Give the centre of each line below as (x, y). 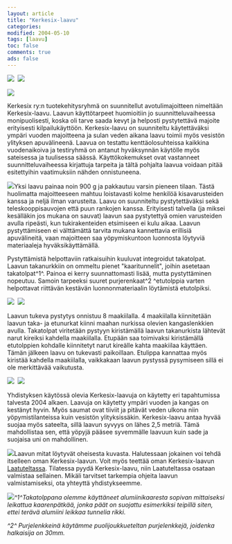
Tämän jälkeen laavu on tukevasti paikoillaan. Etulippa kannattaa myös (107, 352)
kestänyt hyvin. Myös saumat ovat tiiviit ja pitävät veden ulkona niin (103, 410)
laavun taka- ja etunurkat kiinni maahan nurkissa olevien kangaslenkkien (110, 323)
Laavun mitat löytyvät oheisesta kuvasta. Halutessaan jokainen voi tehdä (118, 453)
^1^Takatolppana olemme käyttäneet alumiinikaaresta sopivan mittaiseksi (119, 497)
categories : (24, 26)
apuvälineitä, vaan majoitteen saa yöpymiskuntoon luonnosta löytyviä (106, 238)
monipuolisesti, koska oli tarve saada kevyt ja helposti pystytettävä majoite (114, 120)
